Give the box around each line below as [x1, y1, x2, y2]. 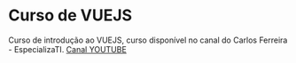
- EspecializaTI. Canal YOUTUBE [8, 43, 128, 54]
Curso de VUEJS [8, 5, 133, 26]
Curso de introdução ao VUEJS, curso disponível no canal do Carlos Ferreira [8, 35, 288, 45]
